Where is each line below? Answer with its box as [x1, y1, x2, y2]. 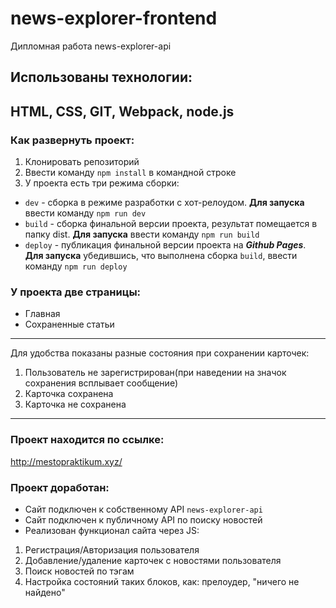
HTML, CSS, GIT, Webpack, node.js [10, 103, 235, 120]
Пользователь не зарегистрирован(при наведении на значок [24, 367, 287, 379]
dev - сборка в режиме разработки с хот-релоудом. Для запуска [24, 197, 305, 209]
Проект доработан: [10, 480, 110, 494]
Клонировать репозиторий [24, 156, 140, 168]
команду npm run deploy [24, 260, 128, 272]
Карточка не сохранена [24, 398, 127, 411]
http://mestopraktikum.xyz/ [10, 455, 123, 467]
